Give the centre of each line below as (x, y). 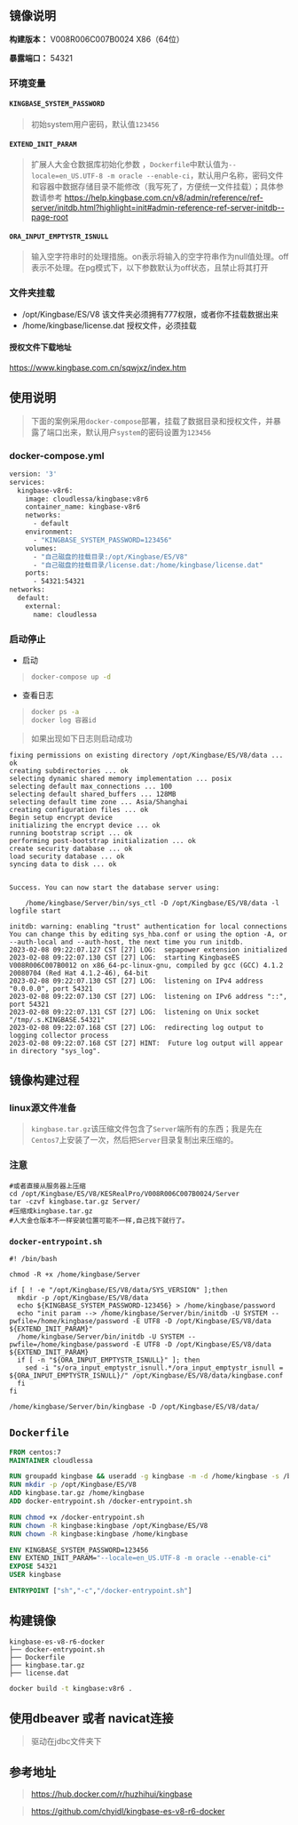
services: (27, 482)
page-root (49, 217)
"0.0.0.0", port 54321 (51, 989)
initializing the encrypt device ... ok (85, 825)
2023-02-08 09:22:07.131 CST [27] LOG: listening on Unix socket (134, 1012)
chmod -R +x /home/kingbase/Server (75, 1274)
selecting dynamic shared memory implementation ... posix (121, 778)
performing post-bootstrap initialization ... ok (103, 840)
